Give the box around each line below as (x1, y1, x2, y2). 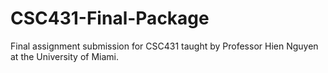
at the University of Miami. (10, 50, 119, 62)
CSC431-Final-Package (10, 7, 210, 30)
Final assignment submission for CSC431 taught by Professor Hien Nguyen (10, 40, 319, 52)
